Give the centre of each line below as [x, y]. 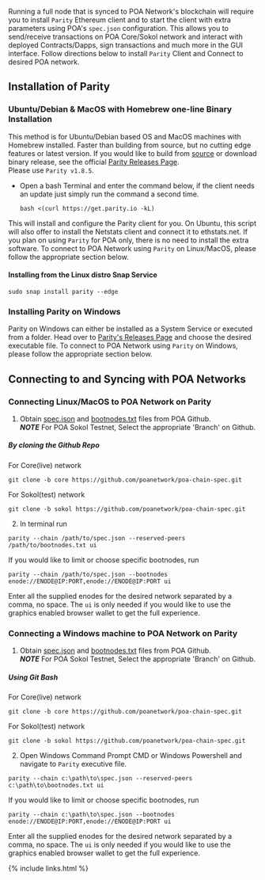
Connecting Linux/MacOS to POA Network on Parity [110, 402]
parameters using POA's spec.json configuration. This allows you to [119, 28]
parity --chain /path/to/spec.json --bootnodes [88, 574]
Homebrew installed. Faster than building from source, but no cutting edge [130, 145]
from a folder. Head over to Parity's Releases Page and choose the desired [130, 337]
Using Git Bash [33, 677]
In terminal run [43, 524]
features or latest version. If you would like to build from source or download [132, 153]
